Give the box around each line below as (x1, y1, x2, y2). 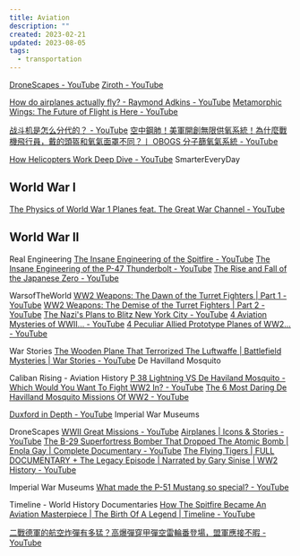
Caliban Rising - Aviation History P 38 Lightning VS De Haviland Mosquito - (9, 372, 287, 383)
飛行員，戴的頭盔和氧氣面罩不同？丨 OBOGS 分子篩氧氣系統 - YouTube (16, 136, 279, 146)
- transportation (17, 55, 82, 64)
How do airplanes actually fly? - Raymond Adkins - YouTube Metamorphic (9, 97, 282, 108)
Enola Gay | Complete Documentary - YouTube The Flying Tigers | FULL (9, 445, 275, 456)
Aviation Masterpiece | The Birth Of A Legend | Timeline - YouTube (9, 508, 255, 519)
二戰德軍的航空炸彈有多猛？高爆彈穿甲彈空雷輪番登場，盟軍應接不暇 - (9, 526, 267, 538)
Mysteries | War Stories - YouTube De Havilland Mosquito (9, 355, 221, 366)
